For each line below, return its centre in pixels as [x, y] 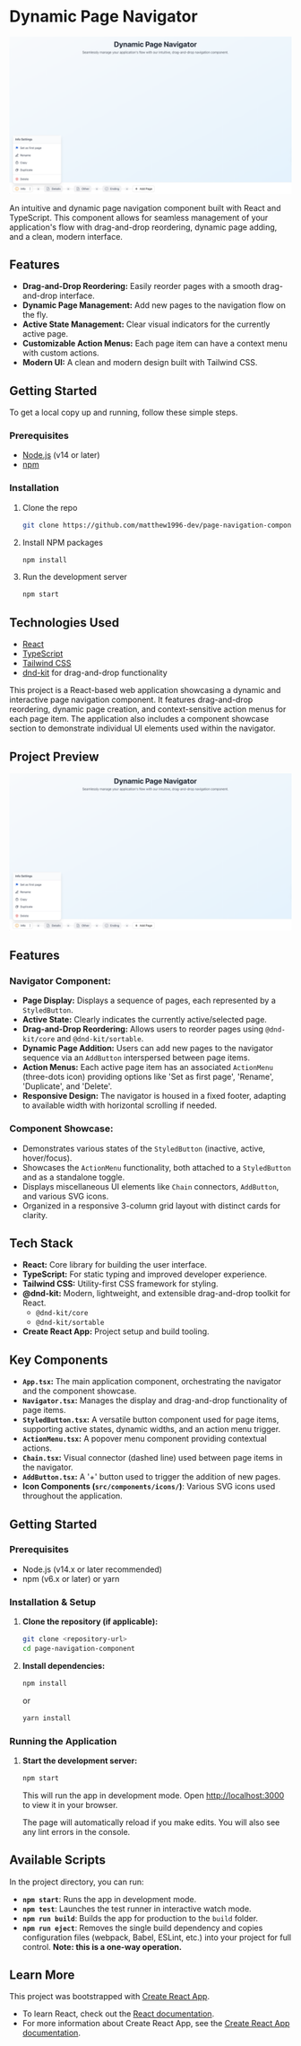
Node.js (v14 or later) [61, 455]
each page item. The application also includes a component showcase [139, 719]
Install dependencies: [64, 1665]
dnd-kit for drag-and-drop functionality [95, 673]
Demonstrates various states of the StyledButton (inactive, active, [144, 1148]
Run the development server [75, 577]
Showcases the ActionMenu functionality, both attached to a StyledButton [157, 1167]
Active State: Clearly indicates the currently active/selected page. [144, 1020]
